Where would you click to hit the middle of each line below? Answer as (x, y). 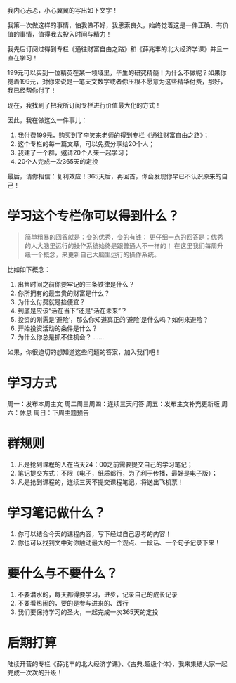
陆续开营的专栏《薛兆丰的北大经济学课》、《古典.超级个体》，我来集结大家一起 (118, 663)
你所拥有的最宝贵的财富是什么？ (64, 293)
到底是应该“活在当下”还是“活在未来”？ (72, 311)
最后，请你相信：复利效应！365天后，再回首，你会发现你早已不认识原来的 (114, 176)
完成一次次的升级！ (35, 672)
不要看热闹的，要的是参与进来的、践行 (73, 603)
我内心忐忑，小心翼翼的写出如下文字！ (63, 10)
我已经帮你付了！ (32, 90)
